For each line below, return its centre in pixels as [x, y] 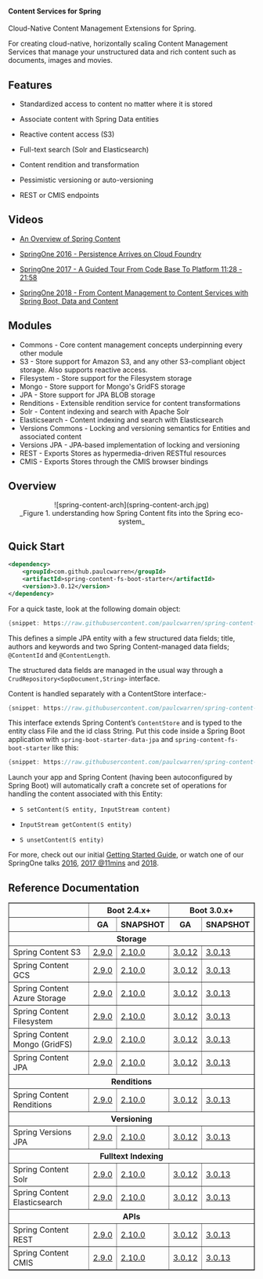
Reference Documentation [74, 888]
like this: [65, 748]
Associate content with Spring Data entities [89, 119]
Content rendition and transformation [79, 165]
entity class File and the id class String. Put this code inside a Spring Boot [126, 731]
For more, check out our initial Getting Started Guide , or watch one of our [126, 855]
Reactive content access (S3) [67, 134]
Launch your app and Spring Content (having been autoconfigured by [121, 777]
